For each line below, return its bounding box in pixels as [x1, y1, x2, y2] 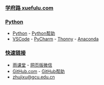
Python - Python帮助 [12, 30, 55, 36]
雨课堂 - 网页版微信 [12, 62, 52, 68]
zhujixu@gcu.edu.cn [12, 74, 55, 80]
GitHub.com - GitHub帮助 [12, 68, 65, 74]
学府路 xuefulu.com [5, 4, 53, 11]
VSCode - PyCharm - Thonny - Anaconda [12, 36, 99, 42]
